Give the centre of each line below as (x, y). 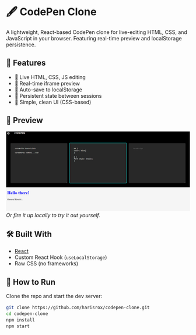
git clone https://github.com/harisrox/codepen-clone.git (78, 308)
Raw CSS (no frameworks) (46, 264)
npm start (18, 326)
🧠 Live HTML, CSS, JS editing (50, 77)
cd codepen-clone (27, 314)
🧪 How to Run (31, 282)
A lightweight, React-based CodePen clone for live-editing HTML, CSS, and (97, 32)
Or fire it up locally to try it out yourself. (53, 215)
